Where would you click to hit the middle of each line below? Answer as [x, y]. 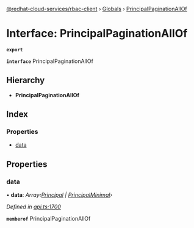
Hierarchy [26, 80]
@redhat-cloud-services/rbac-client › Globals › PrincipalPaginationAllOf [97, 9]
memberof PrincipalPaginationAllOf [48, 219]
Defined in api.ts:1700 [34, 207]
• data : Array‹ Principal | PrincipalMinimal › [59, 195]
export [15, 50]
